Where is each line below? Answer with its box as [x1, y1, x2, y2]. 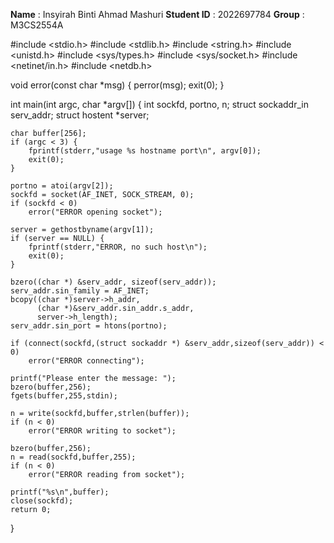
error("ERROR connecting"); [28, 356, 145, 366]
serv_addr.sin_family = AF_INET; [10, 286, 150, 296]
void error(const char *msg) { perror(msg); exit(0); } [10, 79, 225, 91]
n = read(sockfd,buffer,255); [10, 452, 137, 462]
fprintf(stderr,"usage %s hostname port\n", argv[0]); [28, 146, 262, 156]
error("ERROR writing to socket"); [28, 426, 177, 436]
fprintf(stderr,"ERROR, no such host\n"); [28, 242, 208, 252]
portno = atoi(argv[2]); [10, 181, 114, 191]
